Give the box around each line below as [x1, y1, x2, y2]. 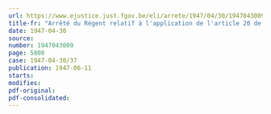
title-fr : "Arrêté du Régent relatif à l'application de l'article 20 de [8, 19, 262, 27]
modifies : [8, 79, 42, 87]
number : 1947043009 [8, 42, 74, 50]
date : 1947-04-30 [8, 26, 67, 35]
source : [8, 34, 35, 43]
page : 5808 [8, 49, 45, 57]
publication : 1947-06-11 [8, 64, 92, 72]
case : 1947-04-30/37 [8, 57, 78, 65]
